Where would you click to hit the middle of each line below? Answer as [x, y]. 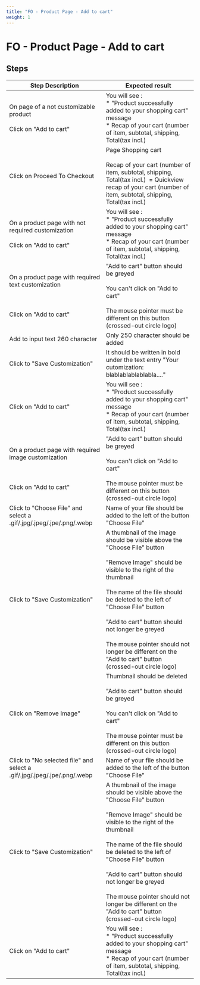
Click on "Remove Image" [45, 713]
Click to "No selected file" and [51, 760]
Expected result [148, 85]
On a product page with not [47, 223]
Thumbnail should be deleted [146, 676]
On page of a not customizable [52, 107]
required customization [41, 230]
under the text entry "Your [142, 360]
